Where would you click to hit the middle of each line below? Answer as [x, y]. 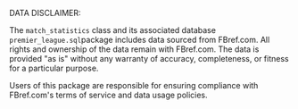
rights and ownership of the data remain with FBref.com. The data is [134, 49]
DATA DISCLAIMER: [46, 13]
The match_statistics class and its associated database [113, 30]
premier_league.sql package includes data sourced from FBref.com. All [140, 40]
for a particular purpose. [54, 68]
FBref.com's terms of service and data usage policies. [108, 95]
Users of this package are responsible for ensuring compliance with [134, 85]
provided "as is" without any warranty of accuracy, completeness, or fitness [149, 59]
